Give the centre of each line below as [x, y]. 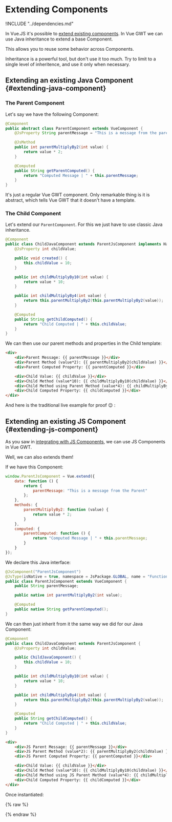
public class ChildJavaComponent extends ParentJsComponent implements [83, 244]
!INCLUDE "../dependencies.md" [39, 24]
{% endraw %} [21, 814]
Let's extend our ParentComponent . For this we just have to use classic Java [84, 224]
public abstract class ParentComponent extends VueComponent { [74, 128]
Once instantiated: [25, 794]
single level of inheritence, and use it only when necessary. [68, 64]
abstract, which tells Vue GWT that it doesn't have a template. [70, 200]
